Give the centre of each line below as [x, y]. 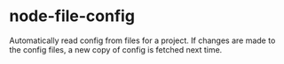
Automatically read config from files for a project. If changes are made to [142, 40]
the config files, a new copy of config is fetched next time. [116, 49]
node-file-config [72, 16]
